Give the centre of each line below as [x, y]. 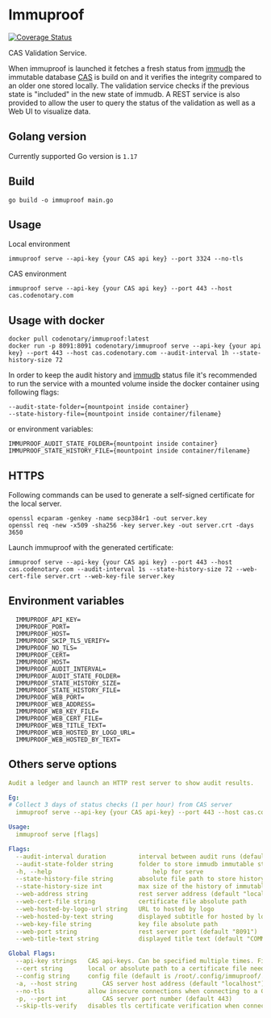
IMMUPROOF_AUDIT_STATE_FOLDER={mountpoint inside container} [113, 444]
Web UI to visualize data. [50, 111]
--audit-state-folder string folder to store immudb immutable [135, 864]
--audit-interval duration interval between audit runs [126, 857]
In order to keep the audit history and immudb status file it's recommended [133, 375]
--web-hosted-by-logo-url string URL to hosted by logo [115, 909]
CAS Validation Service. [48, 52]
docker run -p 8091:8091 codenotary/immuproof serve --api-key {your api [135, 346]
